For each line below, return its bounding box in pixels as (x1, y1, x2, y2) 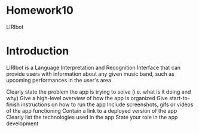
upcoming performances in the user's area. (6, 76, 113, 83)
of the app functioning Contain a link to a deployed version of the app (6, 107, 177, 114)
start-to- (169, 94, 190, 101)
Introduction (6, 44, 69, 58)
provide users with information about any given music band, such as (6, 70, 174, 78)
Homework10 (6, 4, 74, 17)
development (6, 120, 39, 127)
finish (6, 101, 20, 108)
